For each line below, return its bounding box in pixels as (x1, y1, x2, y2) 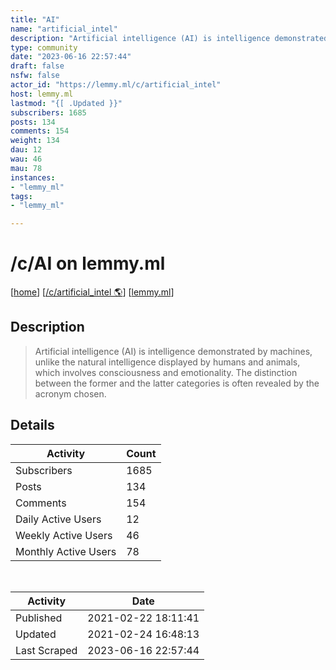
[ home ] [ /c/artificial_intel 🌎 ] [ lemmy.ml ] (10, 286, 175, 298)
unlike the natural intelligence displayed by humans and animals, (34, 356, 301, 368)
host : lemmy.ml (10, 89, 74, 99)
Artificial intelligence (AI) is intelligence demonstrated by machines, (34, 345, 313, 357)
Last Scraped (15, 643, 78, 657)
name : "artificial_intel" (10, 24, 118, 34)
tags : (10, 191, 33, 201)
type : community (10, 42, 78, 53)
